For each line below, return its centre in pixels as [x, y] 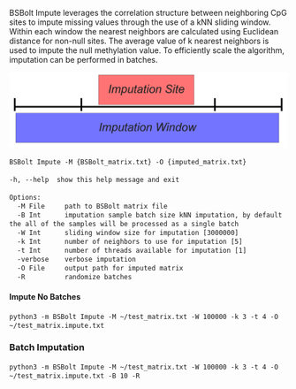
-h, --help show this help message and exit [94, 180]
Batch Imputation [47, 347]
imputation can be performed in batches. [83, 60]
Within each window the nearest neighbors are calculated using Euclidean [144, 31]
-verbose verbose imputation [77, 260]
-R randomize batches [75, 278]
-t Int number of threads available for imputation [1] [132, 251]
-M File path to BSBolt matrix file [92, 207]
